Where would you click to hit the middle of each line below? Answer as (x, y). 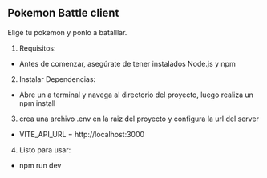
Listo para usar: (45, 150)
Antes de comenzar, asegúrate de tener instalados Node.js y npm (127, 63)
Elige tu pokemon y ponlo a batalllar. (67, 32)
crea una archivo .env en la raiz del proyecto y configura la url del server (139, 119)
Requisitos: (38, 48)
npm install (37, 103)
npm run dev (40, 165)
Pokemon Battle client (63, 13)
